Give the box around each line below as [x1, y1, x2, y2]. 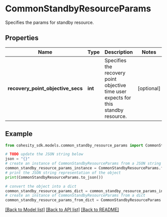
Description [104, 48, 133, 55]
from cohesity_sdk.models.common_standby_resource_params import [5, 143, 143, 148]
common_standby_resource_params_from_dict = [5, 198, 99, 203]
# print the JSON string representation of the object [5, 170, 121, 175]
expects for [104, 94, 131, 101]
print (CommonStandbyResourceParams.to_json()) [5, 175, 103, 180]
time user [104, 88, 127, 95]
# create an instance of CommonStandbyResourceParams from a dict [5, 193, 146, 198]
